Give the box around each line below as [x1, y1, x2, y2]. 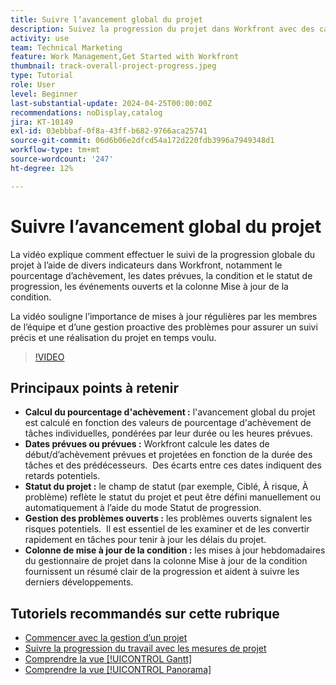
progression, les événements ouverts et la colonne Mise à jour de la [10, 280, 289, 292]
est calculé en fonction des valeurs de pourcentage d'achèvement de [24, 417, 312, 429]
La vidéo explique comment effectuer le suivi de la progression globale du [10, 248, 316, 260]
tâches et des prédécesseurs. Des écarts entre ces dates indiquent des [24, 459, 322, 471]
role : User [10, 80, 56, 90]
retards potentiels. [24, 470, 101, 482]
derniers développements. [24, 576, 134, 588]
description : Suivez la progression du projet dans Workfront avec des [10, 24, 315, 34]
